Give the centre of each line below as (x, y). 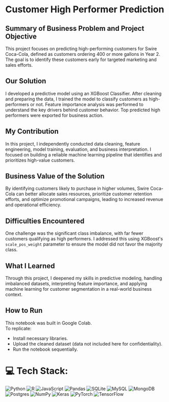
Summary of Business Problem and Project (75, 28)
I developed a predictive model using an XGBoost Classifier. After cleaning (83, 93)
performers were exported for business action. (54, 115)
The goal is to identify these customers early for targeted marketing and (81, 59)
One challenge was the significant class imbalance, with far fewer (74, 233)
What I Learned (30, 266)
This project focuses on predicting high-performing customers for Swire (81, 49)
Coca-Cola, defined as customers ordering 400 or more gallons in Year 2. (83, 54)
